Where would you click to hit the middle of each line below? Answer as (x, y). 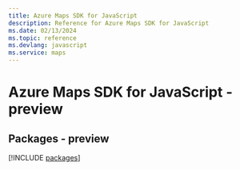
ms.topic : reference (43, 38)
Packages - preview (59, 138)
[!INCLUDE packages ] (44, 158)
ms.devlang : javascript (48, 45)
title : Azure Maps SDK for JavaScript (73, 16)
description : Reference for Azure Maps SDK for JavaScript (109, 23)
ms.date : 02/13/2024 (43, 30)
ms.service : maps (37, 53)
